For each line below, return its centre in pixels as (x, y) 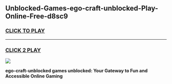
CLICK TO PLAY (25, 31)
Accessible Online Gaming (34, 76)
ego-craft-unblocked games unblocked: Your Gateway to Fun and (77, 70)
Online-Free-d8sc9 (37, 17)
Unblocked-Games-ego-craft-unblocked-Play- (82, 8)
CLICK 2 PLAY (23, 50)
